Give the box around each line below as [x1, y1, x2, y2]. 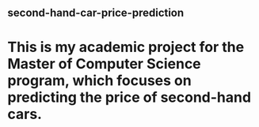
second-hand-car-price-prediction [7, 6, 185, 20]
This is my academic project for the [7, 38, 245, 56]
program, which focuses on [7, 71, 192, 89]
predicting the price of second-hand [7, 88, 251, 106]
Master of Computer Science [7, 54, 201, 73]
